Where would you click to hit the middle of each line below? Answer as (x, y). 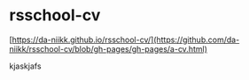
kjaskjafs (25, 66)
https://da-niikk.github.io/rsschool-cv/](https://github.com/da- (126, 40)
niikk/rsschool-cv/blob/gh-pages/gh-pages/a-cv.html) (109, 48)
